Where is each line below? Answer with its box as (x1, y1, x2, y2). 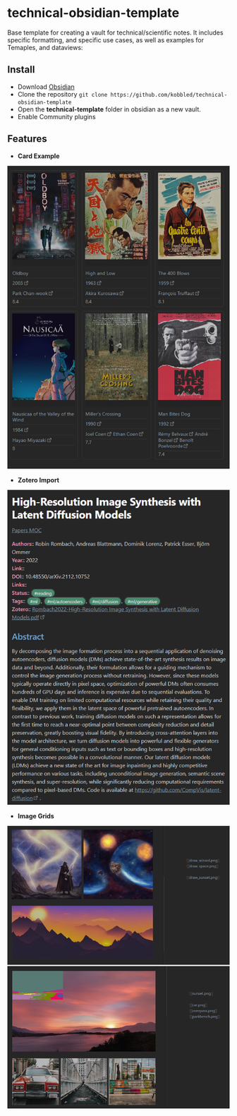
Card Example (17, 152, 60, 160)
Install (7, 63, 35, 75)
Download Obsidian (17, 83, 75, 91)
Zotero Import (17, 475, 60, 484)
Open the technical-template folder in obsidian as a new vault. (17, 104, 201, 114)
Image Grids (17, 811, 54, 820)
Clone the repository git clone (17, 90, 108, 98)
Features (7, 133, 47, 145)
